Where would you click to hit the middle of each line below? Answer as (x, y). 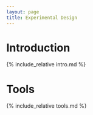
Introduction (38, 48)
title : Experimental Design (42, 18)
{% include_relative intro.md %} (46, 64)
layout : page (23, 12)
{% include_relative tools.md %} (46, 106)
